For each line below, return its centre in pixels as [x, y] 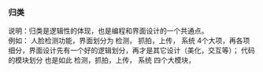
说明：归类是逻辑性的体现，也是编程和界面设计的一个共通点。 [108, 31]
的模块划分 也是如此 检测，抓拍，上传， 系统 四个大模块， [102, 60]
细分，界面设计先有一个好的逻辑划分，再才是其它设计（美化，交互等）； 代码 [131, 50]
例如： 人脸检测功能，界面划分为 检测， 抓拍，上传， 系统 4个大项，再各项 [129, 41]
